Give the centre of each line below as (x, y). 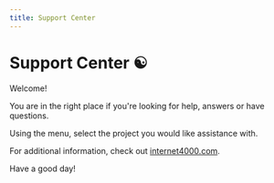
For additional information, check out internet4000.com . (115, 150)
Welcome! (28, 88)
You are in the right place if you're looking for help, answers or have (137, 106)
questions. (29, 116)
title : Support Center (53, 18)
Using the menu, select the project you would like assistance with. (134, 133)
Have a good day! (42, 168)
